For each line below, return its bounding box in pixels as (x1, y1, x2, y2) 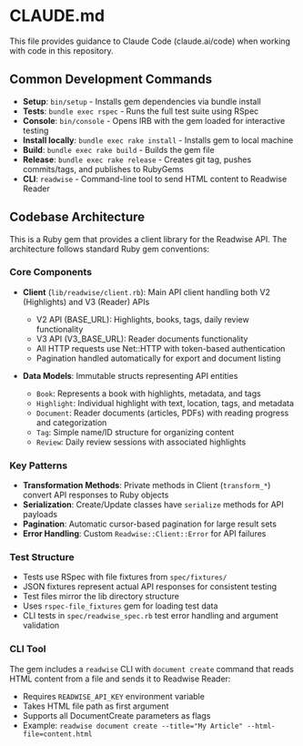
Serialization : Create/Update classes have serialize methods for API (22, 499, 284, 510)
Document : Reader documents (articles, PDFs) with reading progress (35, 407, 289, 418)
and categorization (35, 416, 107, 428)
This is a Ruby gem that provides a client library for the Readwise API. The (9, 233, 288, 244)
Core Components (9, 266, 93, 279)
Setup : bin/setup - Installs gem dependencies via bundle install (22, 96, 261, 107)
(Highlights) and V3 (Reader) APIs (22, 296, 150, 307)
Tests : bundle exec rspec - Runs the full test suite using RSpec (22, 106, 259, 117)
